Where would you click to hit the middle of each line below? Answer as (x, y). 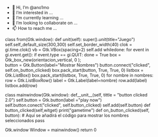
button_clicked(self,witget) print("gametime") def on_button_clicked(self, (77, 110)
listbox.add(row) (21, 85)
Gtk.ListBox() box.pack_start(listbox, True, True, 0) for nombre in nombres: (79, 75)
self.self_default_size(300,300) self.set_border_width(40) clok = (69, 44)
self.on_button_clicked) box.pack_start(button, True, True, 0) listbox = (74, 70)
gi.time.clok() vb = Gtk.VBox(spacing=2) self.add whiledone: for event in (77, 50)
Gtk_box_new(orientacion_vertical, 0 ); (43, 60)
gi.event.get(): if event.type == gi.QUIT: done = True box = (63, 55)
